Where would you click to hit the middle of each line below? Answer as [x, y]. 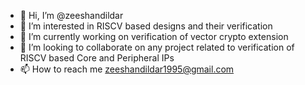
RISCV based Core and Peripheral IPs [97, 58]
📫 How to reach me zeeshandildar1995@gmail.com [127, 69]
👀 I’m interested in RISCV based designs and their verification [146, 26]
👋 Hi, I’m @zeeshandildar [71, 15]
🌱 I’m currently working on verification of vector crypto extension [154, 36]
